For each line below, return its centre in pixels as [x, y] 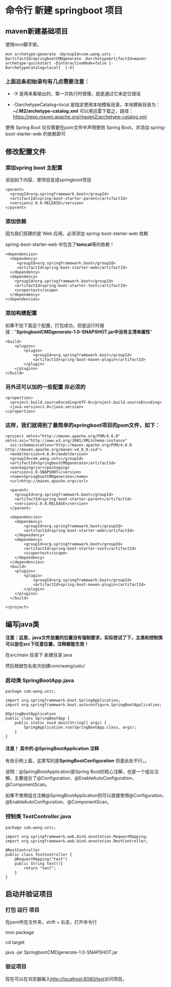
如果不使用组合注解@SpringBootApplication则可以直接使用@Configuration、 [86, 796]
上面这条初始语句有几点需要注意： [47, 81]
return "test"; [40, 868]
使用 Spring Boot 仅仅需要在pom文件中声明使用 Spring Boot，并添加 [78, 128]
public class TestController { [39, 854]
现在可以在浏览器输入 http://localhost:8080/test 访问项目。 [66, 979]
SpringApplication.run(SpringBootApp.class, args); [80, 728]
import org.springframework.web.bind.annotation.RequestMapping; [77, 836]
